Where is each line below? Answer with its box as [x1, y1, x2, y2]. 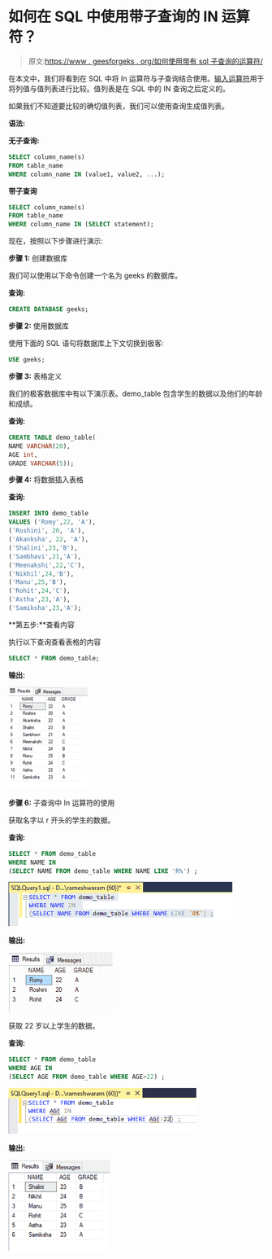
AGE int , [8, 450, 38, 458]
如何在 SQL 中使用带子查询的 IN [8, 7, 219, 26]
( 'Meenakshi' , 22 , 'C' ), [8, 561, 85, 569]
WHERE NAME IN [8, 858, 57, 866]
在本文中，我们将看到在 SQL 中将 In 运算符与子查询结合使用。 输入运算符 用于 [8, 73, 265, 83]
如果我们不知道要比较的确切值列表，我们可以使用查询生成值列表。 [8, 101, 229, 111]
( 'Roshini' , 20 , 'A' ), [8, 527, 85, 535]
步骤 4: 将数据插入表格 [8, 475, 84, 485]
